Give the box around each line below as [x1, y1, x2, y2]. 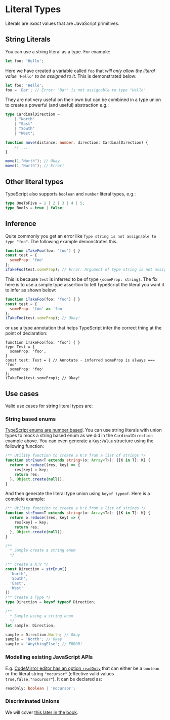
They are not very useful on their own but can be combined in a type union [5, 96, 161, 103]
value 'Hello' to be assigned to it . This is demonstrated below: [5, 73, 137, 79]
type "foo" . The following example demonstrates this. [5, 238, 118, 244]
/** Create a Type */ [5, 595, 51, 600]
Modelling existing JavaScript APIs [5, 653, 93, 661]
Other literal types [5, 177, 64, 186]
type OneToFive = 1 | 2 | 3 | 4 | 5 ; [5, 201, 85, 206]
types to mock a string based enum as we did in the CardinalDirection [5, 433, 153, 439]
